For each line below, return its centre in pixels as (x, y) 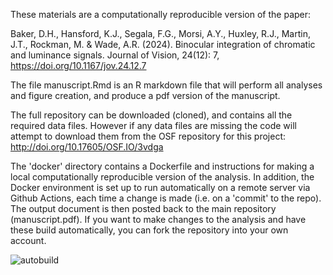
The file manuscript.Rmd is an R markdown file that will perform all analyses (166, 85)
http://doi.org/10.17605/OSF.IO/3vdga (87, 147)
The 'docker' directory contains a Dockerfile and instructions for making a (162, 166)
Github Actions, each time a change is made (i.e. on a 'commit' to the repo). (166, 198)
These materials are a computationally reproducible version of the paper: (161, 14)
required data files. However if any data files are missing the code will (153, 125)
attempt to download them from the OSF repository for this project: (148, 136)
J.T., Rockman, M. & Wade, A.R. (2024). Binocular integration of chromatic (163, 44)
